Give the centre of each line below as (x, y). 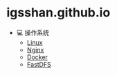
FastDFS (39, 64)
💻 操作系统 (33, 32)
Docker (37, 57)
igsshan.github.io (58, 13)
